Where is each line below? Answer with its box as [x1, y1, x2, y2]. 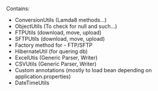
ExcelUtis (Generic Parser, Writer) [14, 54, 98, 61]
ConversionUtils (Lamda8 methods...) [14, 17, 107, 23]
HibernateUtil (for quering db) [14, 48, 88, 55]
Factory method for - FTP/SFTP [14, 41, 93, 48]
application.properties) [14, 73, 72, 80]
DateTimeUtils [14, 79, 49, 86]
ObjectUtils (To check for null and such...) [14, 23, 117, 30]
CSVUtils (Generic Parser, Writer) [14, 60, 97, 67]
